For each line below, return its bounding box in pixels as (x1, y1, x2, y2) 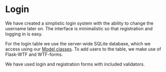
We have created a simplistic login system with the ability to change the (5, 20, 153, 26)
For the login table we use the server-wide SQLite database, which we (5, 40, 151, 46)
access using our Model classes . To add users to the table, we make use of (5, 46, 161, 52)
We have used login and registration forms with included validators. (5, 61, 145, 67)
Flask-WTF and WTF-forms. (5, 51, 63, 57)
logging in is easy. (5, 31, 43, 37)
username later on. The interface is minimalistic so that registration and (5, 25, 153, 31)
